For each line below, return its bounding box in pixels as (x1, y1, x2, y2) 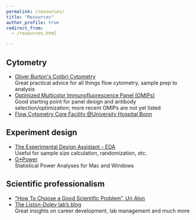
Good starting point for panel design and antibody (14, 98, 137, 105)
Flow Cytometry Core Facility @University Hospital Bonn (14, 110, 152, 118)
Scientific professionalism (6, 179, 105, 189)
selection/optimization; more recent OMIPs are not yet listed (14, 104, 161, 111)
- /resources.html (11, 31, 57, 36)
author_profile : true (6, 19, 60, 25)
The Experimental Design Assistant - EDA (14, 143, 116, 150)
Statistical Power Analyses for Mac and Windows (14, 162, 135, 169)
